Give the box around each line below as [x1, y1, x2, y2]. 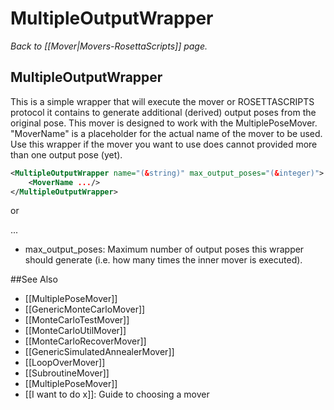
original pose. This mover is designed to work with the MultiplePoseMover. [10, 117, 318, 129]
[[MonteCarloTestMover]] [24, 314, 130, 326]
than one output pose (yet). [10, 148, 123, 161]
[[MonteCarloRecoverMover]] [24, 335, 147, 347]
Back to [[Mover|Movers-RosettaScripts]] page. [10, 40, 208, 52]
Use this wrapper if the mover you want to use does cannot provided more [10, 138, 318, 150]
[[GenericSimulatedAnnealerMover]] [24, 346, 175, 358]
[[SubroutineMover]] [24, 367, 110, 379]
